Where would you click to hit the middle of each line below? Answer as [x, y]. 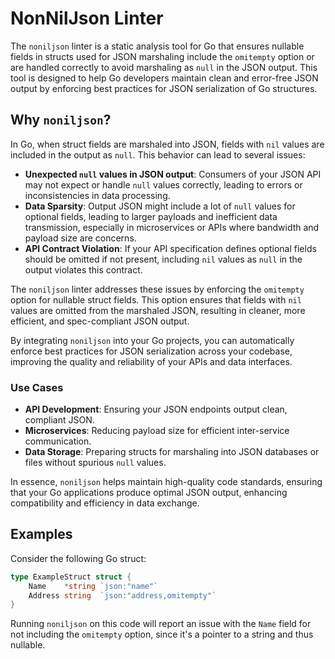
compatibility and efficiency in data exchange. [105, 503]
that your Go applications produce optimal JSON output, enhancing [149, 493]
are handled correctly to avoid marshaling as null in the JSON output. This [164, 67]
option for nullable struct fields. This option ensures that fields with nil [156, 299]
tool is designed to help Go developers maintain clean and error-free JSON [164, 78]
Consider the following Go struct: [78, 558]
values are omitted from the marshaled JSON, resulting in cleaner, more [158, 310]
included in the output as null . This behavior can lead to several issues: [158, 154]
